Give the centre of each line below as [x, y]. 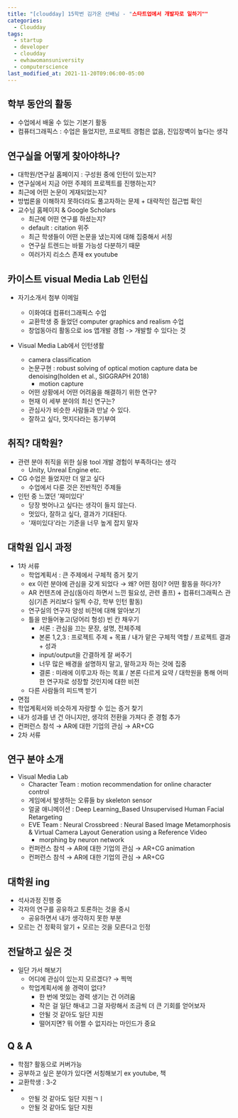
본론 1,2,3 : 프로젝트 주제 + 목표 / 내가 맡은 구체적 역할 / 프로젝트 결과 [135, 637]
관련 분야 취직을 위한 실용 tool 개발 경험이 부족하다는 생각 [97, 462]
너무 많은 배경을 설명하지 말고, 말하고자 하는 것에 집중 [113, 664]
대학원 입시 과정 [40, 547]
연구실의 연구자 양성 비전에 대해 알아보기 [84, 610]
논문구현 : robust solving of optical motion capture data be [113, 368]
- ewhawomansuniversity [49, 60]
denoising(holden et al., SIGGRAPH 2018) [88, 376]
